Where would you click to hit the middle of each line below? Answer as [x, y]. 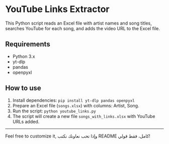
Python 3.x [24, 56]
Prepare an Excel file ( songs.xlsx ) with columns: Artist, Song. [76, 105]
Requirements [28, 44]
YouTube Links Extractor [57, 9]
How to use [23, 88]
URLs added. [26, 121]
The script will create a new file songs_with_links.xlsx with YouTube [84, 116]
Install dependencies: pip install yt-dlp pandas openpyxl [73, 100]
